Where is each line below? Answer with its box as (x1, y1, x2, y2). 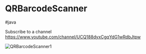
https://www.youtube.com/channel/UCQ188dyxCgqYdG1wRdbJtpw (5, 34, 141, 40)
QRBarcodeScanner (5, 3, 87, 14)
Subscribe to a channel (5, 28, 52, 34)
